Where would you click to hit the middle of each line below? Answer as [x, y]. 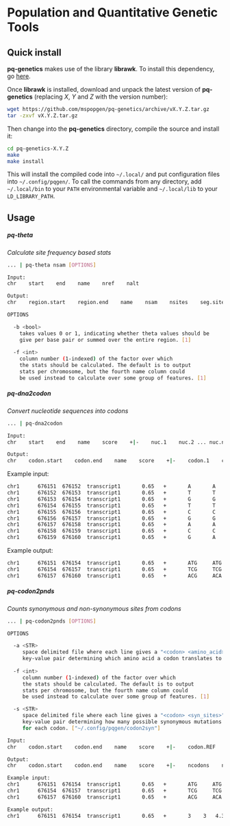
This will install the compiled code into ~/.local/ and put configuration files [114, 174]
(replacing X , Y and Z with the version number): [101, 97]
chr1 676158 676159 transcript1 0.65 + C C [111, 531]
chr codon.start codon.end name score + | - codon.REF [111, 747]
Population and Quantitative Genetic [112, 13]
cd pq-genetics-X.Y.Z [38, 149]
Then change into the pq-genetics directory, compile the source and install [113, 129]
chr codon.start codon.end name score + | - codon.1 [108, 461]
